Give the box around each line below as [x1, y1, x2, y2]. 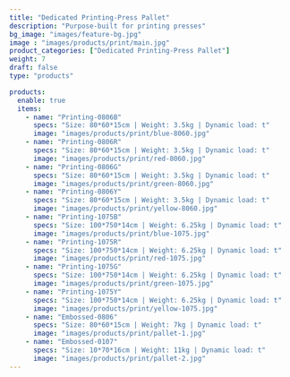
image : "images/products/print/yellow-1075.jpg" [32, 304, 218, 313]
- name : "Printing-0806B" [25, 113, 123, 122]
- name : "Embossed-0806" [25, 313, 118, 321]
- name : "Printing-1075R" [25, 237, 123, 246]
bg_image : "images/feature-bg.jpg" [9, 30, 142, 39]
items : [17, 104, 42, 113]
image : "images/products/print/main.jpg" [9, 38, 170, 47]
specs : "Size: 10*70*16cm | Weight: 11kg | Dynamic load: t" [32, 346, 267, 355]
